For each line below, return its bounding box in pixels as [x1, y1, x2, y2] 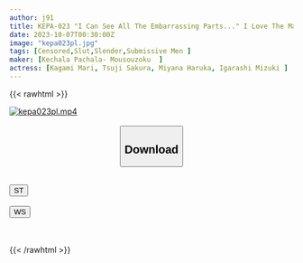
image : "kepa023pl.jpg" [9, 38, 99, 48]
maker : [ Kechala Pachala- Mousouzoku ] [9, 55, 164, 64]
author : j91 [9, 13, 54, 23]
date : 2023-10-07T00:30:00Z [9, 30, 115, 39]
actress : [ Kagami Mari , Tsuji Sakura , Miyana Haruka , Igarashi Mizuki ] [9, 64, 289, 73]
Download [124, 142, 179, 156]
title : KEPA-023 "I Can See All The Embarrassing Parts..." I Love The [9, 22, 284, 31]
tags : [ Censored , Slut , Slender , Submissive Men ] [9, 47, 192, 56]
